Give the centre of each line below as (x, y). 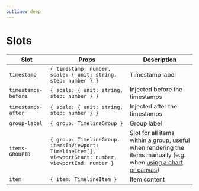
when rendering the (157, 147)
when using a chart (156, 162)
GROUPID (20, 154)
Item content (147, 179)
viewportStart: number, (84, 157)
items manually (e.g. (158, 155)
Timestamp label (153, 74)
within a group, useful (160, 140)
